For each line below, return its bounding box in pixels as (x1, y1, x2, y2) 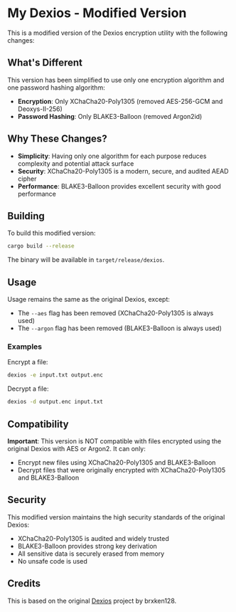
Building (7, 210, 45, 222)
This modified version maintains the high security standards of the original (7, 512, 225, 521)
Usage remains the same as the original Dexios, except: (7, 295, 171, 304)
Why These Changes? (7, 133, 108, 145)
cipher (17, 174, 37, 183)
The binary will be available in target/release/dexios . (7, 255, 165, 264)
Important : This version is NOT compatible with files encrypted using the (7, 436, 222, 445)
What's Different (7, 57, 83, 69)
